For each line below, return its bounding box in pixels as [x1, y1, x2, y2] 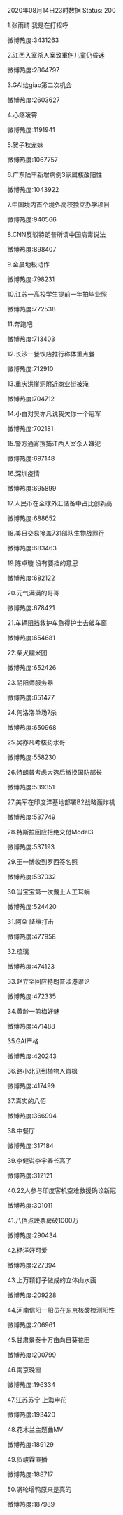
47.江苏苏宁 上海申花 [7, 1395, 67, 1404]
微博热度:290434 [7, 1231, 57, 1239]
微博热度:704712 [7, 394, 55, 403]
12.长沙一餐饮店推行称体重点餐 [7, 350, 96, 358]
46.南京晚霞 [7, 1366, 42, 1374]
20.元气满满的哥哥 [7, 589, 60, 597]
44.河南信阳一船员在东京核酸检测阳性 [7, 1306, 115, 1314]
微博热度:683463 [7, 544, 57, 552]
